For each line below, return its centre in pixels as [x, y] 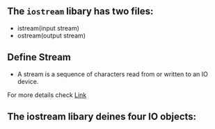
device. [28, 81]
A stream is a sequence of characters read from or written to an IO [113, 74]
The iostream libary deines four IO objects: [102, 117]
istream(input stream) [48, 28]
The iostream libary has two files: [80, 11]
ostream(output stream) [51, 35]
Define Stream [39, 57]
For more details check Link [47, 95]
